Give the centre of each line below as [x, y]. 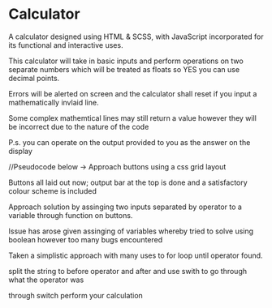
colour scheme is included [53, 190]
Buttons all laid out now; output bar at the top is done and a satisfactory [128, 182]
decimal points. [34, 78]
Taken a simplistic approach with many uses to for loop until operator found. [136, 255]
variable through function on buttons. [71, 215]
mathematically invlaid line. [54, 102]
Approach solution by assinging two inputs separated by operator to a [125, 207]
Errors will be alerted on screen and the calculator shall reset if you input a [133, 93]
